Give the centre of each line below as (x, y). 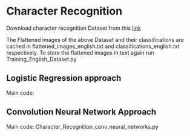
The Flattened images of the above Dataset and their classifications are (95, 39)
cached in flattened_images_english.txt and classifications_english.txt (93, 46)
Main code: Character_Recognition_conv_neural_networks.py (82, 126)
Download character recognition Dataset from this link (74, 28)
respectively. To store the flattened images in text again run (80, 52)
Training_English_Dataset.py (41, 59)
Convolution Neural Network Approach (81, 112)
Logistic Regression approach (64, 78)
